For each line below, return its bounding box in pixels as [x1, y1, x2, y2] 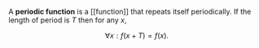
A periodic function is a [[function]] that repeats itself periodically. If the [8, 7, 252, 16]
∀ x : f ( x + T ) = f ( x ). [104, 31, 169, 40]
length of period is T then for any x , [8, 15, 127, 25]
